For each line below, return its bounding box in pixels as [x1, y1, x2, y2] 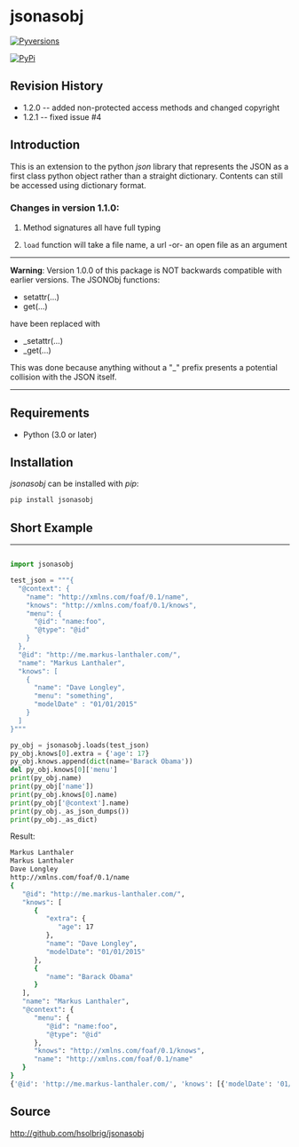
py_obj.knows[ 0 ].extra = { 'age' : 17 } [10, 749, 150, 758]
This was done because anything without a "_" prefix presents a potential [10, 362, 278, 372]
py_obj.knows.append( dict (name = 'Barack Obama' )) [10, 757, 193, 766]
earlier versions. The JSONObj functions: [10, 274, 161, 285]
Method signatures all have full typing [22, 222, 161, 233]
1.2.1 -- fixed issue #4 [22, 111, 102, 122]
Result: [10, 831, 35, 841]
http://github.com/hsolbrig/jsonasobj [10, 1127, 145, 1138]
